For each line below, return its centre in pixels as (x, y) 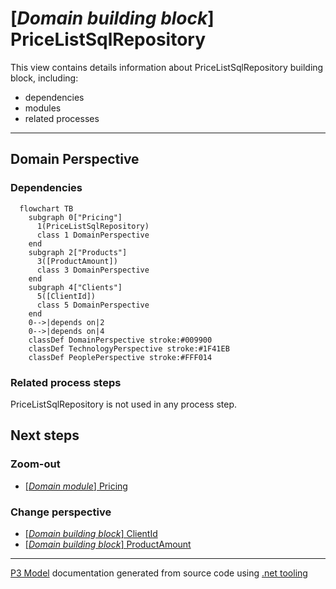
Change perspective (61, 512)
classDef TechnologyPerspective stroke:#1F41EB (129, 348)
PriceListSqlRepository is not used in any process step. (124, 404)
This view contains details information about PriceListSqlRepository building (167, 67)
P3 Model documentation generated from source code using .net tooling (159, 573)
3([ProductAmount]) (77, 261)
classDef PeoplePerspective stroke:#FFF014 (120, 357)
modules (43, 108)
